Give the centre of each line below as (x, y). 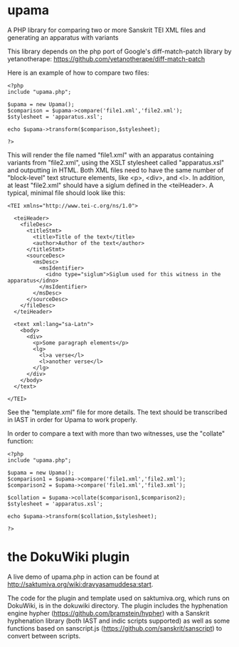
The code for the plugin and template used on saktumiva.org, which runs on (118, 598)
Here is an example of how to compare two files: (78, 73)
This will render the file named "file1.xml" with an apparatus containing (111, 154)
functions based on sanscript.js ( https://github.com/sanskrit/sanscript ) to (115, 628)
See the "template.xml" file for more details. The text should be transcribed (117, 412)
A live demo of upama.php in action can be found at (83, 577)
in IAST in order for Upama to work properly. (72, 419)
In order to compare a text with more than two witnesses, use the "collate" (116, 433)
